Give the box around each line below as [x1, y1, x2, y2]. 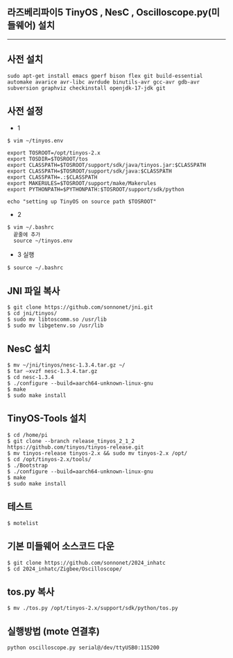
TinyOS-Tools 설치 [7, 412, 87, 424]
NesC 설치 [7, 343, 51, 355]
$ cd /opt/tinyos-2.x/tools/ [7, 456, 92, 463]
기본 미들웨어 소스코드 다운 [7, 540, 114, 552]
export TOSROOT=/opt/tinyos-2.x [7, 150, 101, 157]
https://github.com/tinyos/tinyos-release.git [7, 444, 144, 451]
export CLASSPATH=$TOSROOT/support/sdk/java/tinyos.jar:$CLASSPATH [7, 162, 207, 169]
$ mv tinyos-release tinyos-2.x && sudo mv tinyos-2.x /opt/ [7, 449, 188, 457]
